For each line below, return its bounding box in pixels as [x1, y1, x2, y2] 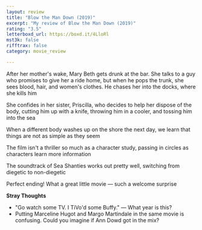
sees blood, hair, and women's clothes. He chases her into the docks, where [6, 83, 196, 90]
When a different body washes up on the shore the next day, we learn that [6, 125, 191, 133]
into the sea [6, 114, 36, 121]
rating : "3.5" [6, 25, 42, 32]
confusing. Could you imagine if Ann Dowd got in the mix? [14, 216, 160, 224]
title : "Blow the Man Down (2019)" [6, 15, 96, 21]
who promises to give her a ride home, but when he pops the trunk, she [6, 76, 184, 84]
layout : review [6, 8, 45, 15]
